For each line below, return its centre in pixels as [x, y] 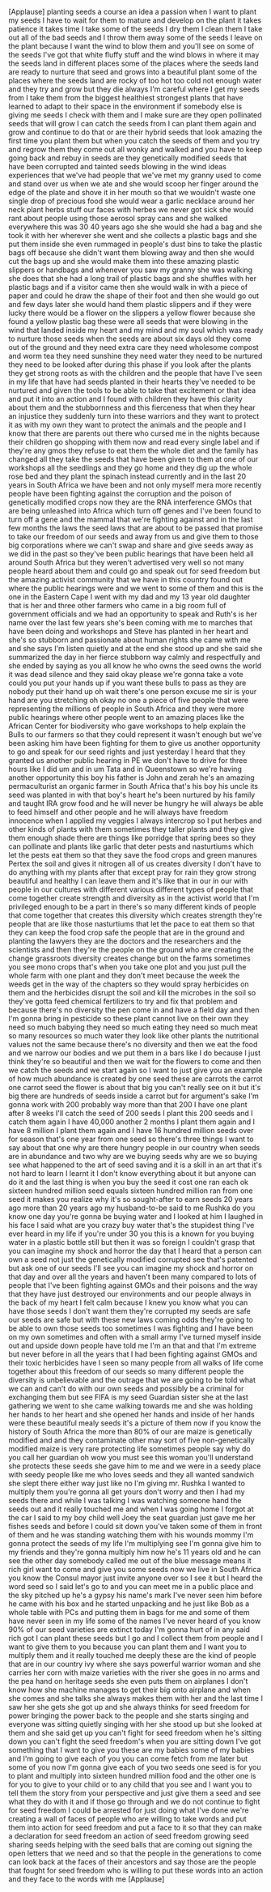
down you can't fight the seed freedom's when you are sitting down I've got [135, 1741]
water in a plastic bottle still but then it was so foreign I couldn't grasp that [132, 1242]
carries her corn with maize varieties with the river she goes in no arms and [134, 1673]
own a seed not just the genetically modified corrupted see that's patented [133, 1259]
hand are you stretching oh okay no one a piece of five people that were [129, 700]
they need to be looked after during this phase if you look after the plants [130, 364]
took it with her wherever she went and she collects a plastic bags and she [133, 235]
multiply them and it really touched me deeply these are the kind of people [132, 1655]
